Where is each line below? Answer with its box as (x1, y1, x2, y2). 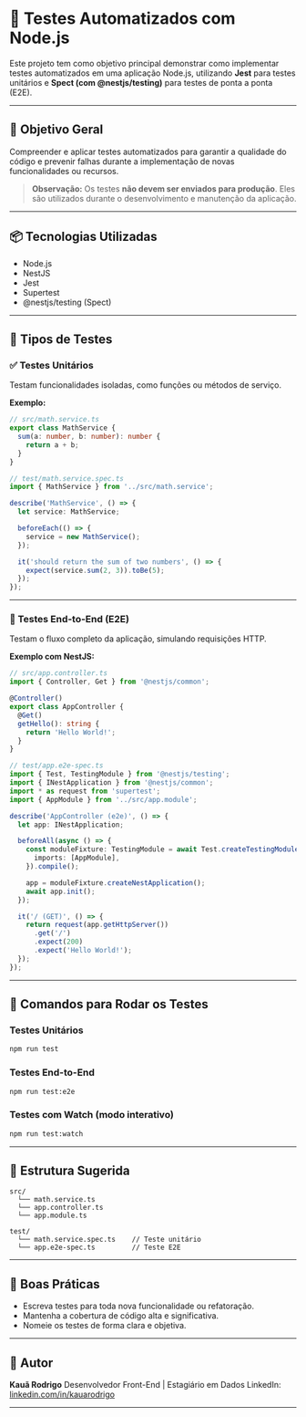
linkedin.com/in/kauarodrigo (9, 1389, 116, 1400)
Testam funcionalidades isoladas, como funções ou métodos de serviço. (9, 380, 282, 391)
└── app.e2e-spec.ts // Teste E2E (17, 1243, 181, 1253)
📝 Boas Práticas (9, 1276, 100, 1292)
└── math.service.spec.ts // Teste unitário (17, 1235, 202, 1245)
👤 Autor (9, 1355, 54, 1370)
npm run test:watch (9, 1129, 84, 1139)
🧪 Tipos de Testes (9, 331, 113, 347)
